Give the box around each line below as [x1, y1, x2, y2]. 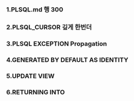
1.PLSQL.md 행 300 [6, 5, 64, 13]
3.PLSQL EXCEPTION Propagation [6, 39, 107, 47]
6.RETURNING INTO [6, 88, 65, 96]
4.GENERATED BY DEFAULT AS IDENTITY [6, 55, 129, 64]
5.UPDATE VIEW [6, 72, 55, 80]
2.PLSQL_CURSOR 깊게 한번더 [6, 23, 92, 31]
